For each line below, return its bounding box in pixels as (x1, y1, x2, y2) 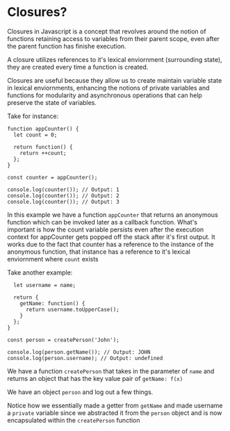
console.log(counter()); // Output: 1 (7, 186, 120, 193)
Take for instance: (7, 112, 59, 120)
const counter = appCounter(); (7, 174, 98, 181)
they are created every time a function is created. (7, 63, 149, 71)
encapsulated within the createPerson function (7, 416, 140, 424)
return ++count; (19, 149, 67, 156)
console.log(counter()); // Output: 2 (7, 192, 120, 199)
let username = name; (13, 282, 76, 288)
